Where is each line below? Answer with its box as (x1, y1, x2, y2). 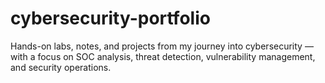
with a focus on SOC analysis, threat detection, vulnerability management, (10, 50, 316, 62)
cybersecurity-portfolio (10, 7, 211, 30)
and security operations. (10, 61, 112, 73)
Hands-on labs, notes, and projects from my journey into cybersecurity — (10, 40, 314, 52)
